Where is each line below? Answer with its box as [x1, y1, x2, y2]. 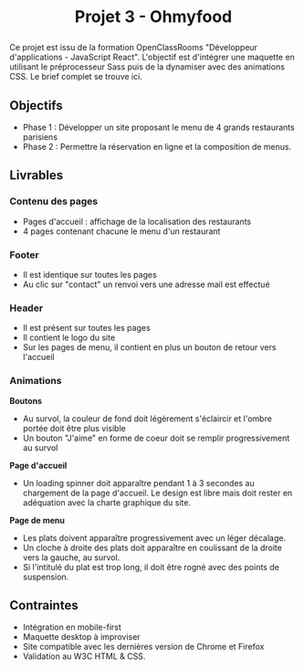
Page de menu [9, 515, 66, 526]
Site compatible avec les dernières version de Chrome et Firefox [22, 642, 265, 653]
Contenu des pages [9, 195, 99, 207]
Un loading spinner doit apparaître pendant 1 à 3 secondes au [22, 477, 256, 488]
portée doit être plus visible [22, 422, 126, 433]
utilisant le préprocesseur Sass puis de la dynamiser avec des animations [9, 61, 286, 72]
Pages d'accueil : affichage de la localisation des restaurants [22, 216, 252, 227]
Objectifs [9, 98, 64, 113]
